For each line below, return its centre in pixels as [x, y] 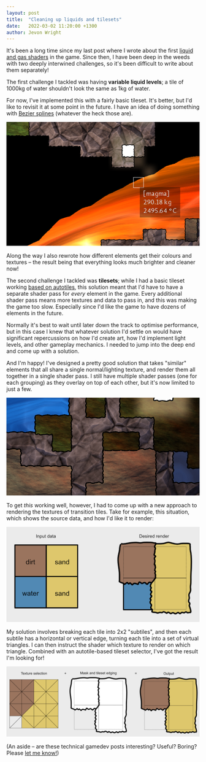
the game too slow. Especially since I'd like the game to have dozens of [96, 306]
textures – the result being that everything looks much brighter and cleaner [101, 262]
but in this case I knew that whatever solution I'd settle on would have [94, 331]
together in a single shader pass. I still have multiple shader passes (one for [102, 376]
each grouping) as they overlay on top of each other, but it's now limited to [101, 382]
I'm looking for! [25, 658]
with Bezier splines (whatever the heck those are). [70, 114]
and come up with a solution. [43, 351]
